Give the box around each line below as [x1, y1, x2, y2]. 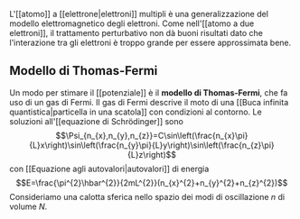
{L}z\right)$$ [127, 149, 176, 160]
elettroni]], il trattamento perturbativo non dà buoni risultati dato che [9, 28, 264, 38]
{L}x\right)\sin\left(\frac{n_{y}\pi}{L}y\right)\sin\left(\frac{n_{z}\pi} [28, 140, 276, 151]
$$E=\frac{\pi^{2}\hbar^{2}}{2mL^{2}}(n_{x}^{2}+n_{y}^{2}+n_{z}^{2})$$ [15, 177, 288, 188]
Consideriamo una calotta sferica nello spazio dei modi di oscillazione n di [9, 191, 286, 202]
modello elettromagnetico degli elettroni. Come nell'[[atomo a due [9, 18, 255, 29]
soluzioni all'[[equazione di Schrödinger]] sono [9, 115, 183, 126]
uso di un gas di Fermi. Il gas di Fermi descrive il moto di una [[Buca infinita [9, 96, 289, 107]
